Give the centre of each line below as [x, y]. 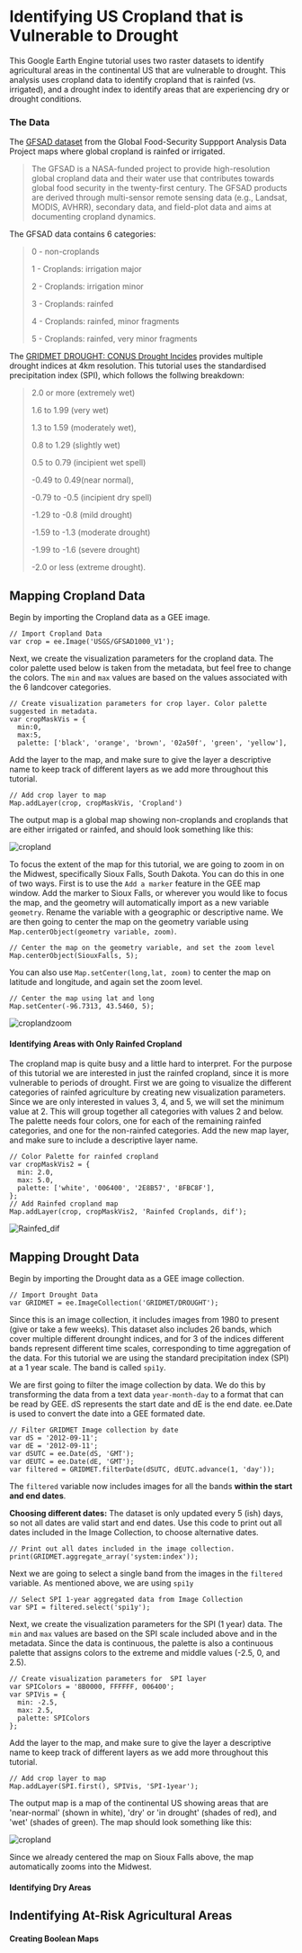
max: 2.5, [36, 1711]
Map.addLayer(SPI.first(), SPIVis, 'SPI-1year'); [104, 1786]
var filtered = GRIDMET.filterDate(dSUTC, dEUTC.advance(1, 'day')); [142, 1469]
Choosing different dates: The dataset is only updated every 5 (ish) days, [146, 1514]
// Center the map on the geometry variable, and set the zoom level [142, 948]
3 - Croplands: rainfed [72, 304]
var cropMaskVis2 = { [50, 1165]
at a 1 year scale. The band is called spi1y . [88, 1368]
